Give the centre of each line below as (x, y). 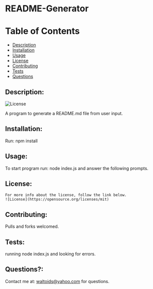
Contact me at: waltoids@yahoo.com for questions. (57, 281)
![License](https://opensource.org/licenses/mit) (57, 200)
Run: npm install (21, 141)
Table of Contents (42, 31)
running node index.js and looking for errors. (50, 254)
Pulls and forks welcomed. (32, 227)
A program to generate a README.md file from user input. (64, 113)
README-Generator (47, 9)
